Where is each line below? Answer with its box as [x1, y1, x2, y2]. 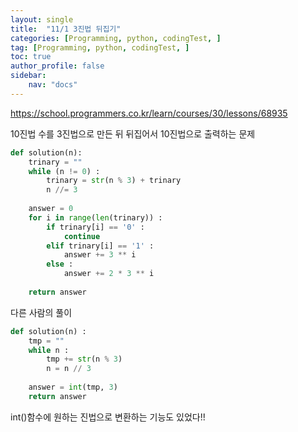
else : [46, 259, 74, 270]
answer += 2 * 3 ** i [63, 269, 155, 279]
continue [63, 231, 101, 241]
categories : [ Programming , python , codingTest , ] [10, 33, 222, 43]
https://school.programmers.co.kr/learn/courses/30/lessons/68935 [10, 107, 288, 119]
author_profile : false [10, 61, 105, 71]
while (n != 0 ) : [28, 166, 101, 176]
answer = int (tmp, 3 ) [28, 382, 118, 392]
